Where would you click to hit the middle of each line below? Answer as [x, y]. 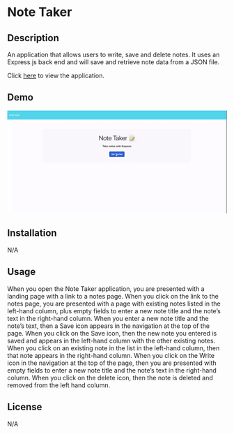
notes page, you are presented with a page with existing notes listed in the [114, 304]
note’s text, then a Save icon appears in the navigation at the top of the [109, 326]
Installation [32, 233]
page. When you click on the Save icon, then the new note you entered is [112, 333]
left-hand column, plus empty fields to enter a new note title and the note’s [114, 310]
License [25, 407]
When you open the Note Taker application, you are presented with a [106, 289]
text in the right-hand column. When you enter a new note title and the [108, 318]
